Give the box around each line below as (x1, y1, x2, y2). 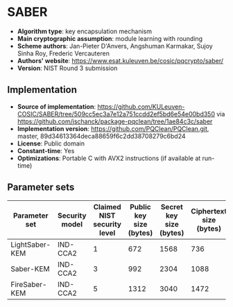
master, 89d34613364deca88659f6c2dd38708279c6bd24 (17, 132, 186, 140)
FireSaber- (10, 279, 47, 289)
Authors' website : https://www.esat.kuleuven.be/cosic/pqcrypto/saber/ (17, 56, 224, 64)
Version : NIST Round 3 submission (17, 64, 118, 72)
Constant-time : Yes (17, 146, 75, 155)
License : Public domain (17, 139, 85, 148)
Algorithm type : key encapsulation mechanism (17, 27, 153, 35)
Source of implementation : (17, 102, 96, 111)
